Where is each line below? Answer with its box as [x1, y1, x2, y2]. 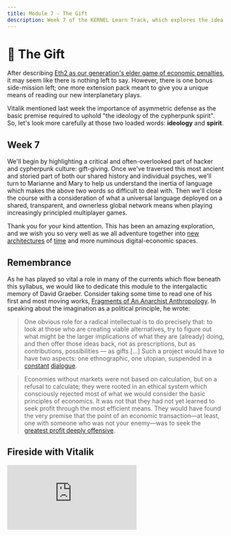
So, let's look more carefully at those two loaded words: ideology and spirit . [7, 119, 224, 128]
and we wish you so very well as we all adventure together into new [7, 229, 199, 238]
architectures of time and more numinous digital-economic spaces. [7, 237, 198, 245]
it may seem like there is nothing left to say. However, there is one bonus [7, 77, 213, 85]
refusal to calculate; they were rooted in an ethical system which [23, 382, 208, 390]
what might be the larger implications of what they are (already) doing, [23, 332, 225, 341]
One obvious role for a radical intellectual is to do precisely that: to [23, 318, 213, 326]
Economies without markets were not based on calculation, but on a [23, 375, 217, 384]
